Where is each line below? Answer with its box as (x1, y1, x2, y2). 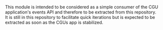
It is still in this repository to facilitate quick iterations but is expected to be (5, 15, 156, 20)
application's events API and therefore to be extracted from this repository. (5, 9, 157, 15)
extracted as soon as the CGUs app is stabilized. (5, 19, 104, 25)
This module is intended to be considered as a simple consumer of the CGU (5, 4, 159, 10)
